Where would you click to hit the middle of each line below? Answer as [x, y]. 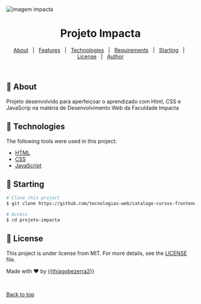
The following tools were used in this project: [62, 141]
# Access [17, 215]
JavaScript [28, 165]
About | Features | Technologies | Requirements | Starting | [99, 50]
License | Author [100, 56]
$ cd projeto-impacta [33, 220]
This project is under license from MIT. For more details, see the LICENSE [97, 253]
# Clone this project [33, 198]
